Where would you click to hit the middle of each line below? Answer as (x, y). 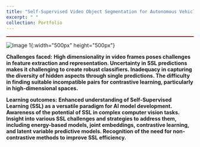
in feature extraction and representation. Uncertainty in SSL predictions (97, 63)
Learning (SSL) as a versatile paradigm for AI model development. (89, 106)
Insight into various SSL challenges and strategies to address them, (91, 119)
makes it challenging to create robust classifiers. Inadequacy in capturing (99, 69)
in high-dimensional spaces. (42, 88)
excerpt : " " (22, 17)
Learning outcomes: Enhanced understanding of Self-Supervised (89, 100)
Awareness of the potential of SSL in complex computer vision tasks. (93, 113)
